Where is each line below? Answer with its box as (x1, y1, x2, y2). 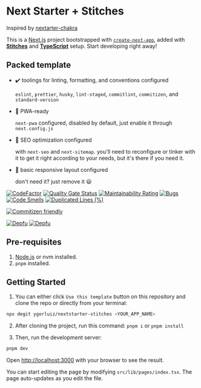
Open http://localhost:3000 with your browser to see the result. (6, 357, 165, 364)
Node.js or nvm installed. (15, 253, 77, 260)
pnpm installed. (15, 259, 50, 267)
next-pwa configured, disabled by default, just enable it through (15, 119, 173, 127)
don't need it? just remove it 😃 (15, 177, 92, 185)
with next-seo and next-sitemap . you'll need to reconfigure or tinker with (15, 148, 196, 155)
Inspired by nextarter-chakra (6, 24, 77, 31)
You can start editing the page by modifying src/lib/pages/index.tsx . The (6, 368, 193, 376)
